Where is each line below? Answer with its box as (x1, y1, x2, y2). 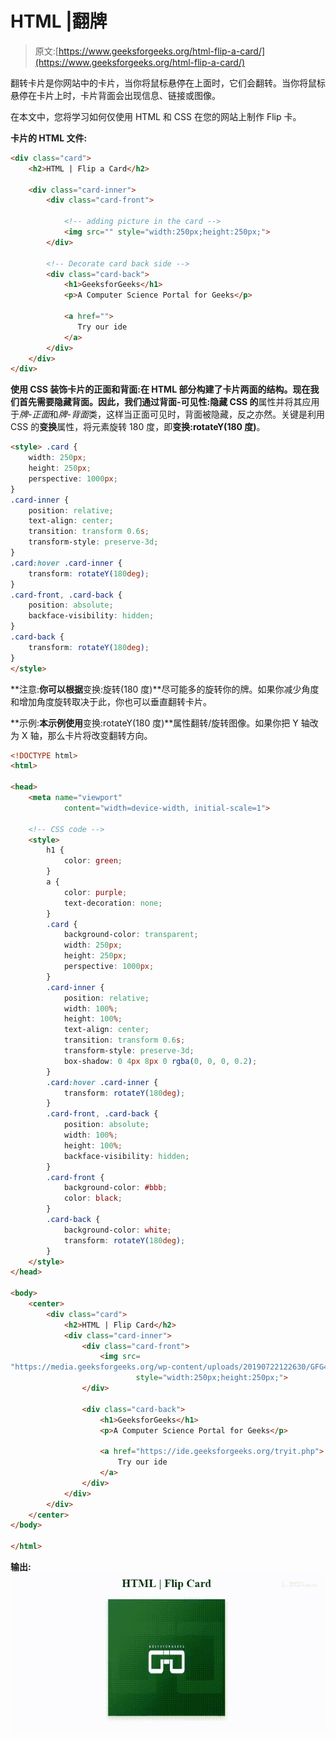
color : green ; (63, 856, 123, 866)
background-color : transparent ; (63, 930, 199, 940)
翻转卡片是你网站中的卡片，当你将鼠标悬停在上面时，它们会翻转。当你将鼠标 (10, 77, 326, 89)
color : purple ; (63, 887, 128, 897)
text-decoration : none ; (63, 898, 163, 908)
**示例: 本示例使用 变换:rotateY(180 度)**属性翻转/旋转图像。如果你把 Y (10, 717, 299, 729)
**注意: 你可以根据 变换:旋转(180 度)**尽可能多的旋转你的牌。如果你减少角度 (10, 683, 320, 695)
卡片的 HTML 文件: (10, 132, 88, 144)
